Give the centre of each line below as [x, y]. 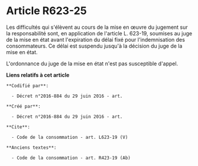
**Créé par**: [24, 106]
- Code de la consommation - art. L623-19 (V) [70, 137]
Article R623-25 [46, 11]
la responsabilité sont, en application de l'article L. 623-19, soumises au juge [99, 33]
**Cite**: [18, 127]
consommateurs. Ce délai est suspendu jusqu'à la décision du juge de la [94, 46]
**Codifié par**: [27, 86]
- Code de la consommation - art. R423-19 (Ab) [71, 158]
